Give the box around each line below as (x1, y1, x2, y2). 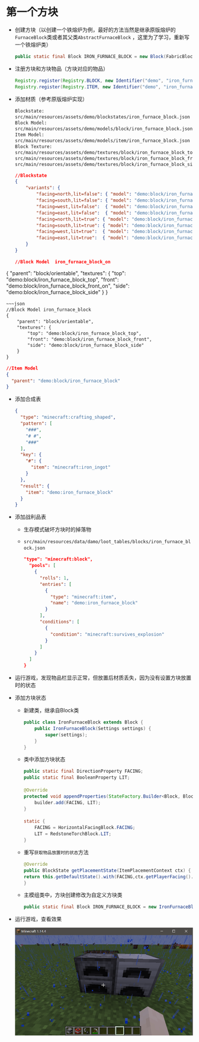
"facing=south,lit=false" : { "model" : (36, 197, 132, 203)
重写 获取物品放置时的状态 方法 (23, 849, 89, 856)
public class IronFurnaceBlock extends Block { (23, 719, 143, 725)
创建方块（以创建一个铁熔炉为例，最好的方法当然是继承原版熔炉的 (14, 26, 176, 33)
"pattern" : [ (20, 420, 53, 427)
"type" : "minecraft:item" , (50, 594, 117, 600)
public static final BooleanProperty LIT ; (23, 775, 130, 780)
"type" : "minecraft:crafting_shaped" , (20, 415, 116, 420)
